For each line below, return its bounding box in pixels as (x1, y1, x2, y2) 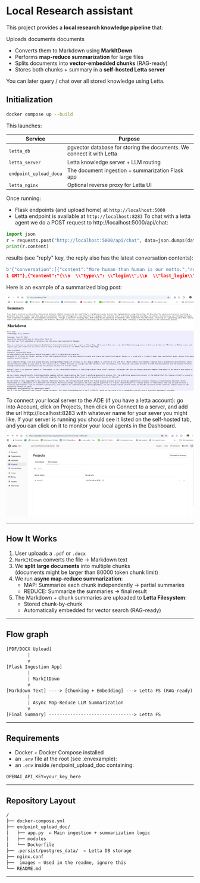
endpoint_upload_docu (8, 171, 62, 177)
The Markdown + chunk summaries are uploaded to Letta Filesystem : (14, 594, 187, 601)
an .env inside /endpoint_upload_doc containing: (14, 762, 134, 769)
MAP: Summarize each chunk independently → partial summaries (23, 581, 185, 588)
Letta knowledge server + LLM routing (67, 158, 161, 166)
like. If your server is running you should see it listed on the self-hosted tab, (6, 416, 192, 423)
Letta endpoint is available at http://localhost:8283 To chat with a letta (14, 213, 191, 220)
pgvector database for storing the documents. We (67, 144, 189, 151)
